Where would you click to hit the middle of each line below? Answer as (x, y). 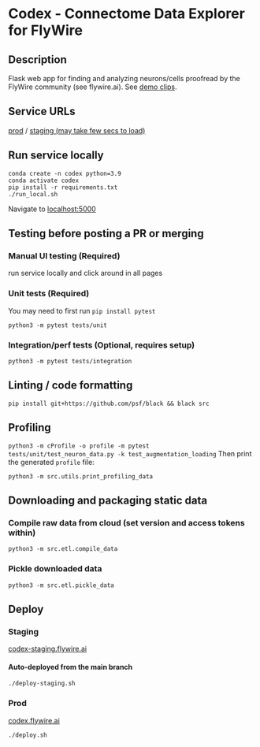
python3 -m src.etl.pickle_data (61, 585)
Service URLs (42, 111)
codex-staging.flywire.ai (48, 649)
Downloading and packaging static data (108, 500)
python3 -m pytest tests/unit (58, 325)
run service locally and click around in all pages (85, 273)
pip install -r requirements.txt (63, 187)
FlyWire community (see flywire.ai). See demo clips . (93, 87)
